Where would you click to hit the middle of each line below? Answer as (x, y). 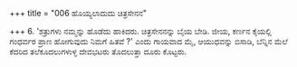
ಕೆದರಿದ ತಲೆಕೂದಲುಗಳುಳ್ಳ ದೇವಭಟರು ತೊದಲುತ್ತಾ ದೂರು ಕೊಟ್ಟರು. (98, 52)
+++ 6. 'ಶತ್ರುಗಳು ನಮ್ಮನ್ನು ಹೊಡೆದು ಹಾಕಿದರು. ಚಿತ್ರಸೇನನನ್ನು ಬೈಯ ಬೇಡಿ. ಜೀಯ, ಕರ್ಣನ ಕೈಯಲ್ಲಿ (141, 31)
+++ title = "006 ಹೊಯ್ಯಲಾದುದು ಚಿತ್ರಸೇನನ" (78, 13)
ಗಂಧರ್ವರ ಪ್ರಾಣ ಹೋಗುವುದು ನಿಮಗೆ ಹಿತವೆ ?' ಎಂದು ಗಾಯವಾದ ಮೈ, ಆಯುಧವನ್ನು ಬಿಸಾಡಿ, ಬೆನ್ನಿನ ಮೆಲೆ (148, 41)
